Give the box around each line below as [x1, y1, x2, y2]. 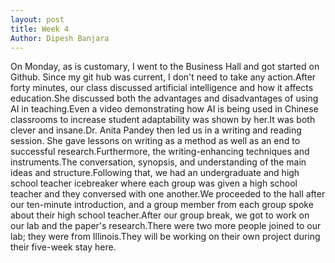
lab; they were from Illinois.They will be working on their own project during [10, 231, 321, 243]
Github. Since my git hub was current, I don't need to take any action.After [10, 71, 317, 83]
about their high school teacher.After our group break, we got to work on [10, 209, 310, 221]
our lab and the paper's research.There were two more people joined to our [10, 220, 322, 232]
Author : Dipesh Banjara [10, 33, 110, 43]
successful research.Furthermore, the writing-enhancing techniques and [10, 146, 310, 158]
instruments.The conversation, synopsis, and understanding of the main [10, 156, 307, 168]
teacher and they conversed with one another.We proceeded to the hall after [10, 188, 326, 200]
